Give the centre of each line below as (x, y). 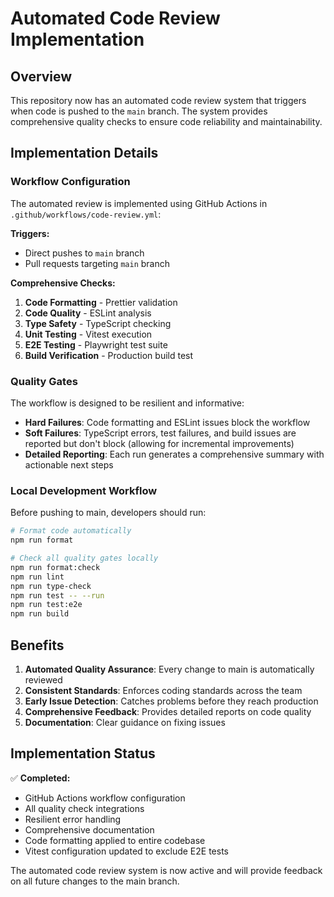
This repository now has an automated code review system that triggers (158, 100)
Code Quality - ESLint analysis (88, 313)
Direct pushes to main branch (84, 253)
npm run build (40, 614)
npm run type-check (51, 586)
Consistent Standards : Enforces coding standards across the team (163, 690)
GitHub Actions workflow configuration (105, 798)
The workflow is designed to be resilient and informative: (127, 403)
